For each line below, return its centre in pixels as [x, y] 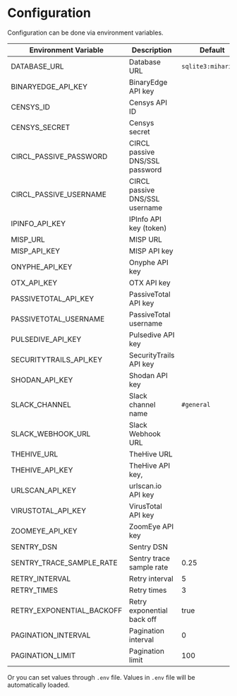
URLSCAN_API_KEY [43, 490]
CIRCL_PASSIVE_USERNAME [59, 194]
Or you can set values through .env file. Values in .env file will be [101, 677]
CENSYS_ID [31, 107]
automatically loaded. [38, 685]
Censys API [148, 102]
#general [196, 405]
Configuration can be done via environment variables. [85, 33]
